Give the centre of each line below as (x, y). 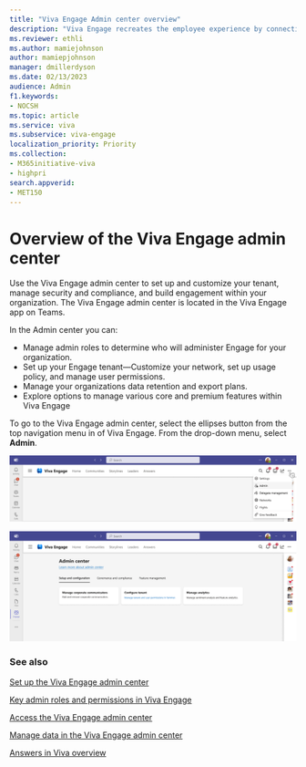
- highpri (28, 173)
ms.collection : (38, 154)
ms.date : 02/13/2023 (49, 78)
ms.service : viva (42, 125)
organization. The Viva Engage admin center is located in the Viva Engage (148, 303)
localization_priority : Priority (73, 145)
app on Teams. (37, 312)
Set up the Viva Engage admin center (79, 682)
